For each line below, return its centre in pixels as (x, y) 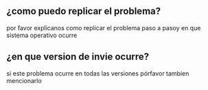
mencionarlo (24, 80)
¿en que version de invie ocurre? (78, 57)
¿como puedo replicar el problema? (84, 11)
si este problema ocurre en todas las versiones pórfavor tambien (98, 73)
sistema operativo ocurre (42, 35)
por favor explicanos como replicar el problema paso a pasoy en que (104, 27)
